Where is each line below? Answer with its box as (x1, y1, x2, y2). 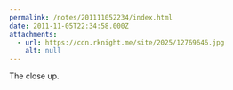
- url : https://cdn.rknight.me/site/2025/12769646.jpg (17, 37, 225, 47)
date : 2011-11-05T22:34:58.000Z (9, 21, 129, 30)
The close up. (9, 70, 60, 81)
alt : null (25, 46, 62, 55)
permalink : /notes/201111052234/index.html (9, 12, 173, 22)
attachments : (9, 29, 58, 38)
